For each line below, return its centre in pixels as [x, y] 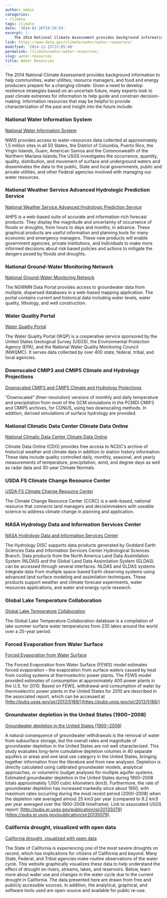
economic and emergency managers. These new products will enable [77, 238]
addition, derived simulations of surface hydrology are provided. [71, 413]
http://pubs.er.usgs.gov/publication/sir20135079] [72, 809]
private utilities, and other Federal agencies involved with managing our [78, 172]
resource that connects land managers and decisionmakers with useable [80, 507]
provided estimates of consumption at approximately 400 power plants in [80, 681]
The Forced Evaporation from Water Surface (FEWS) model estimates [76, 665]
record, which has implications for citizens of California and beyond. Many [81, 853]
